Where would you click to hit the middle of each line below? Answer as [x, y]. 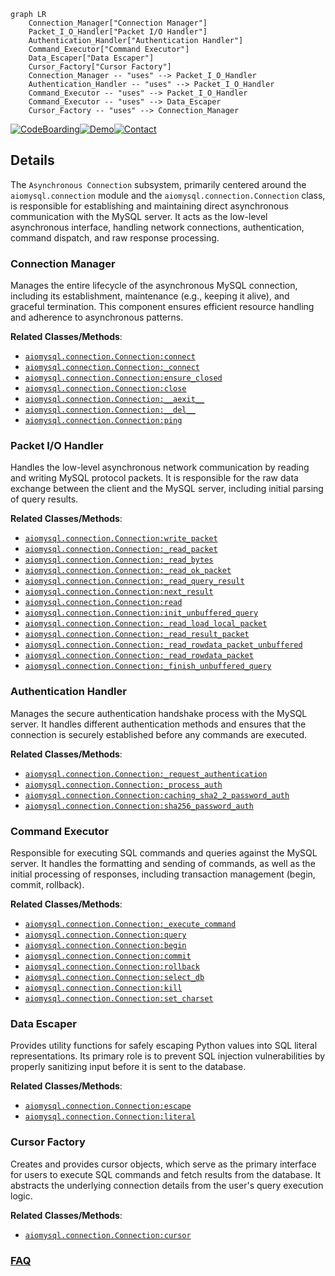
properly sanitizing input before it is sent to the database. [128, 1067]
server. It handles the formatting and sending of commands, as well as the [163, 863]
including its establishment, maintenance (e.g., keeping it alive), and [150, 296]
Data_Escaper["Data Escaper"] [91, 58]
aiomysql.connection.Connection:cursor [108, 1235]
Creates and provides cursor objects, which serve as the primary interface [163, 1164]
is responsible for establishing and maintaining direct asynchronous [149, 206]
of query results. [44, 499]
